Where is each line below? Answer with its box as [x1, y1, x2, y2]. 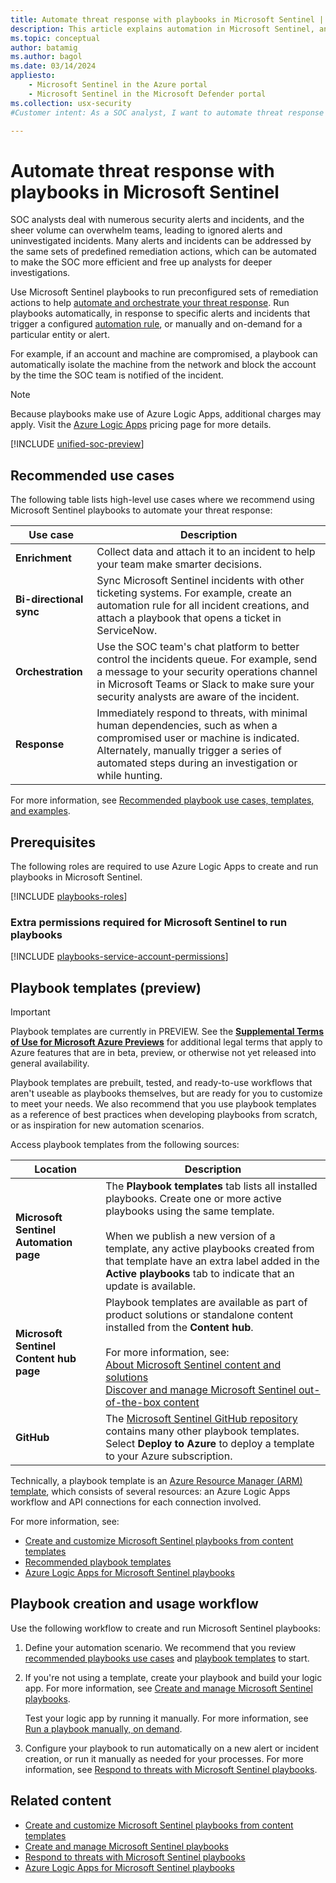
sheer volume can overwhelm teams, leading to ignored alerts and [10, 224, 283, 236]
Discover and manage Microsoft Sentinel [105, 1383, 297, 1397]
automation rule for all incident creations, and [96, 599, 310, 613]
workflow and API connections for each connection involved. [10, 1496, 262, 1508]
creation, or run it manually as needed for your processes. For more [24, 1752, 304, 1765]
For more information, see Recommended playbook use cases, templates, [10, 794, 315, 806]
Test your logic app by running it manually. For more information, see [24, 1712, 309, 1724]
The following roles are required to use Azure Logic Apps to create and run [10, 860, 319, 872]
